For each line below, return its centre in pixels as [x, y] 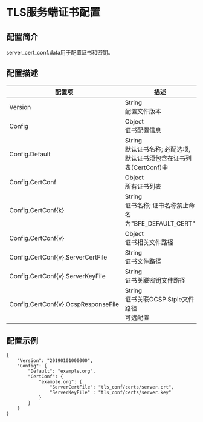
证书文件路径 [143, 261]
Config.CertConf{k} [37, 210]
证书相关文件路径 [149, 242]
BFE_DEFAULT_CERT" [164, 223]
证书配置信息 [143, 130]
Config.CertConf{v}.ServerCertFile [58, 257]
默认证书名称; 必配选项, [158, 149]
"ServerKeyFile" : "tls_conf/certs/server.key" [110, 392]
